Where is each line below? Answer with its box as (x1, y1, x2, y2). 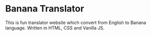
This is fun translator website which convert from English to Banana (5, 19, 146, 25)
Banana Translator (5, 3, 85, 14)
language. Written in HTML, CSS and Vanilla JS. (5, 24, 105, 30)
